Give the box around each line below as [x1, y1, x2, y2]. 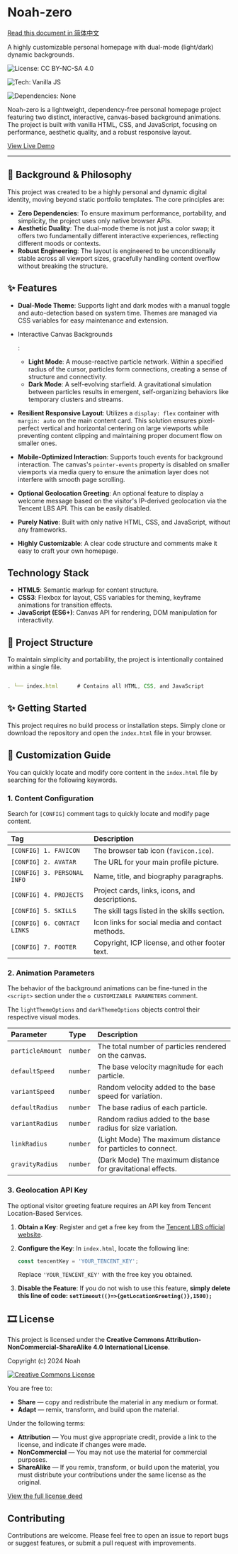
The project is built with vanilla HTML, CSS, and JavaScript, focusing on [7, 120, 217, 128]
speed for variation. [97, 1091, 163, 1101]
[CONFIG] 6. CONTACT [11, 919, 80, 927]
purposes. [17, 1455, 48, 1464]
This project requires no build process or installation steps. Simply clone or [7, 721, 226, 730]
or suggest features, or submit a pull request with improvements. [7, 1539, 196, 1548]
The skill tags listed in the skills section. [93, 905, 225, 915]
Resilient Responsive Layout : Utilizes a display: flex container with [17, 408, 220, 417]
